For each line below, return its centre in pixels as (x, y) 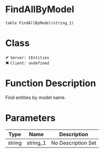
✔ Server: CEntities (27, 57)
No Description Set (74, 143)
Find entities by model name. (36, 97)
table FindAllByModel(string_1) (40, 23)
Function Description (51, 83)
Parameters (31, 118)
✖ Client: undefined (27, 63)
